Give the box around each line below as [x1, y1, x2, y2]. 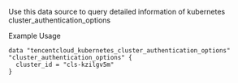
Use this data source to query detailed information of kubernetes [8, 7, 226, 16]
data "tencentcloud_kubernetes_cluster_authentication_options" [8, 47, 231, 55]
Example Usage [8, 31, 61, 40]
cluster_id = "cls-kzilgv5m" [15, 60, 115, 68]
